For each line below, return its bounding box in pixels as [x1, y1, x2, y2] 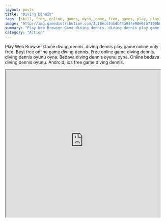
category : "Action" [5, 30, 45, 35]
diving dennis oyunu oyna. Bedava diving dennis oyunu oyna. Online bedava [5, 54, 160, 60]
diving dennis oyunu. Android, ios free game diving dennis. [5, 60, 124, 65]
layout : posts [5, 7, 34, 12]
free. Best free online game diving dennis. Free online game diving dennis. [5, 49, 156, 55]
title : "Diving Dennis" [5, 12, 54, 17]
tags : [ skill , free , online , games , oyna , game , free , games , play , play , [5, 16, 162, 21]
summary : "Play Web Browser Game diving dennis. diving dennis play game [5, 26, 160, 31]
